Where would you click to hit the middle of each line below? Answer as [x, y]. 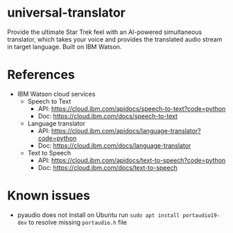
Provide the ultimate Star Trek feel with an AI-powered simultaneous [105, 32]
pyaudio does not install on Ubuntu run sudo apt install [98, 215]
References [41, 75]
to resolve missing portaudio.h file [78, 222]
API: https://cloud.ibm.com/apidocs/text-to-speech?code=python [132, 160]
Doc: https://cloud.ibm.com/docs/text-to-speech [108, 167]
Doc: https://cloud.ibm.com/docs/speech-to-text [108, 116]
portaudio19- [201, 215]
